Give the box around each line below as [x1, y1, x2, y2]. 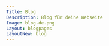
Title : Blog [6, 8, 36, 15]
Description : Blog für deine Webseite [6, 14, 103, 20]
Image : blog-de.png [6, 20, 55, 26]
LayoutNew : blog [6, 31, 47, 37]
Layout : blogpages [6, 25, 52, 32]
